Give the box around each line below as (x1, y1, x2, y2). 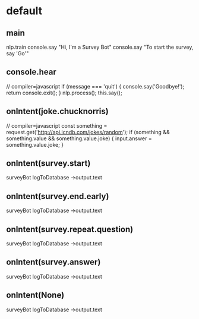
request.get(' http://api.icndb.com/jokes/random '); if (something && (6, 128, 170, 135)
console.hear (6, 67, 56, 77)
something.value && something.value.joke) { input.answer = (6, 135, 153, 142)
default (6, 4, 43, 18)
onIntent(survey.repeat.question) (6, 224, 134, 234)
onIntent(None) (6, 290, 65, 301)
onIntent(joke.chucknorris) (6, 106, 109, 116)
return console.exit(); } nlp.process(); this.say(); (6, 89, 123, 96)
